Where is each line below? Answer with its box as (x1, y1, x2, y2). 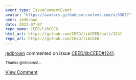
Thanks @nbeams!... (5, 60, 42, 65)
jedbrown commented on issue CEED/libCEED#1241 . (5, 50, 115, 56)
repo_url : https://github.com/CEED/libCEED (5, 36, 100, 42)
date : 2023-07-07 (5, 22, 42, 27)
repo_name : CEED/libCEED (5, 27, 58, 32)
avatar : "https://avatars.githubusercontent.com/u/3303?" (5, 12, 131, 17)
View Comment (5, 69, 38, 75)
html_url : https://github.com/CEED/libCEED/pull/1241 (5, 31, 123, 36)
